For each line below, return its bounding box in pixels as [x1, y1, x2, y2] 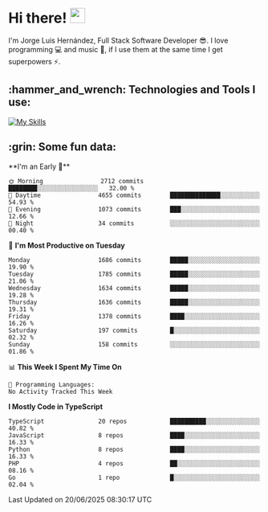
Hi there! [8, 9, 67, 27]
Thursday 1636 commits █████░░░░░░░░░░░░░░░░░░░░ [8, 298, 261, 306]
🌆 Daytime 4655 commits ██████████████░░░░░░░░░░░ [8, 191, 261, 199]
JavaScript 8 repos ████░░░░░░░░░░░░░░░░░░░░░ [8, 431, 261, 440]
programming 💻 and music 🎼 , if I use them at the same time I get [8, 44, 223, 54]
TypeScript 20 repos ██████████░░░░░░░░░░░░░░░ [8, 417, 261, 425]
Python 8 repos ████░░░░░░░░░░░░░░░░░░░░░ [8, 445, 261, 453]
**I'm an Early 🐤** [8, 162, 71, 171]
